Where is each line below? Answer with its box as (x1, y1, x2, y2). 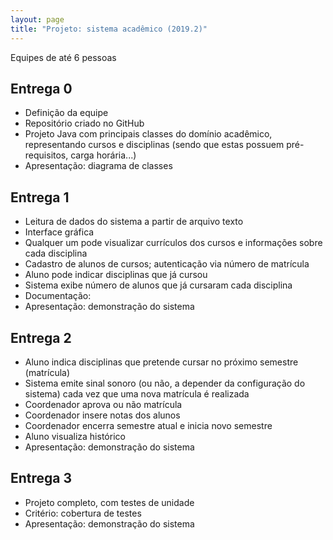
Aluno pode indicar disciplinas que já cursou (24, 269, 208, 281)
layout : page (10, 14, 65, 25)
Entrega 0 (10, 80, 73, 97)
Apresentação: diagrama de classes (24, 160, 173, 172)
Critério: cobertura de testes (24, 507, 142, 519)
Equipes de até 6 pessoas (10, 51, 117, 63)
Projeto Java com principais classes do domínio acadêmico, (24, 128, 273, 140)
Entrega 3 (10, 470, 73, 487)
